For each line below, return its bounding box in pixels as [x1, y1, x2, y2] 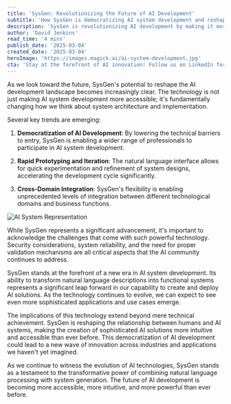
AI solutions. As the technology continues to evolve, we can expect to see [7, 290, 217, 299]
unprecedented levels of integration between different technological [16, 192, 210, 200]
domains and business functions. [16, 199, 111, 207]
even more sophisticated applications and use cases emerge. [7, 297, 181, 306]
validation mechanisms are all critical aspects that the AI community [7, 248, 200, 256]
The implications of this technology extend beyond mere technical [7, 311, 195, 319]
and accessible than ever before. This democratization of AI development [7, 333, 215, 341]
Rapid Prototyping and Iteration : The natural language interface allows [16, 156, 219, 165]
